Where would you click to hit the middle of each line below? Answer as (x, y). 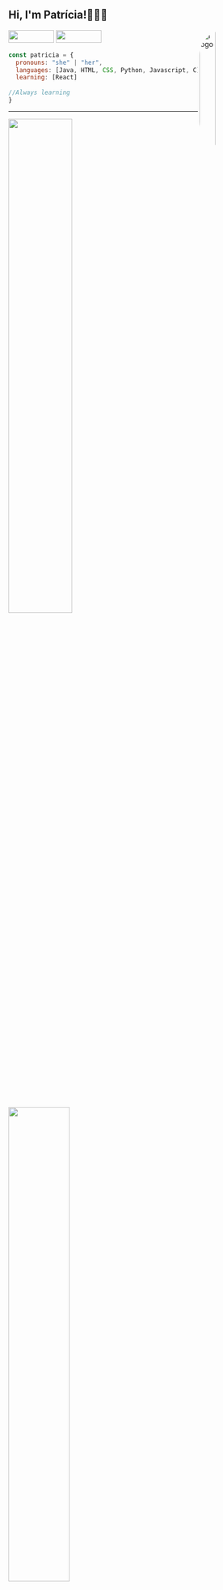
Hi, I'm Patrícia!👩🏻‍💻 (58, 15)
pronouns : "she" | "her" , (59, 62)
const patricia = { (41, 55)
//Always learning (39, 93)
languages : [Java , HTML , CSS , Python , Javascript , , (110, 70)
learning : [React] (47, 78)
